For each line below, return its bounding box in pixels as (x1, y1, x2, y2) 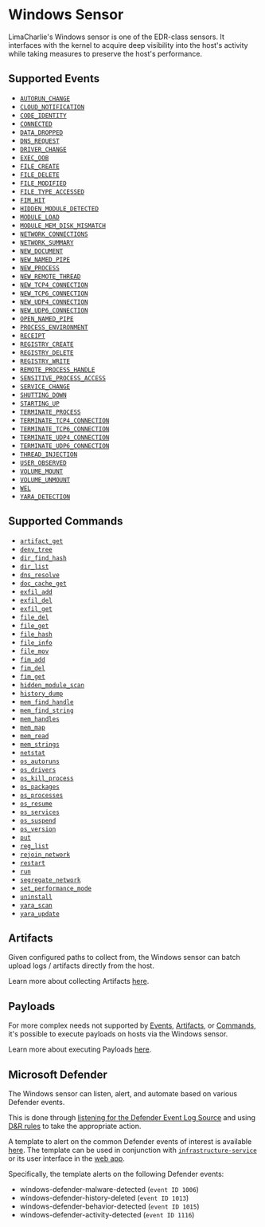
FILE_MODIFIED (19, 179, 67, 187)
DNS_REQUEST (19, 137, 60, 145)
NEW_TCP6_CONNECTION (19, 289, 88, 297)
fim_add (19, 655, 45, 663)
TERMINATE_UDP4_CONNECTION (19, 433, 110, 442)
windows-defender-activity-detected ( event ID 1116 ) (19, 1210, 195, 1219)
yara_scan (19, 901, 53, 910)
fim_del (19, 664, 45, 672)
